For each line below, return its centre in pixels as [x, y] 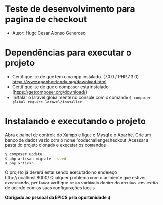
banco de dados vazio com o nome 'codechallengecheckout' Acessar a [77, 140]
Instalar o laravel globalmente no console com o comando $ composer [82, 97]
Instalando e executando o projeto [75, 121]
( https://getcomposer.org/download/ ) [50, 92]
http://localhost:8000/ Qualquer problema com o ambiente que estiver [75, 178]
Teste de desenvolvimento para [70, 9]
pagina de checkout [46, 19]
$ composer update [24, 154]
